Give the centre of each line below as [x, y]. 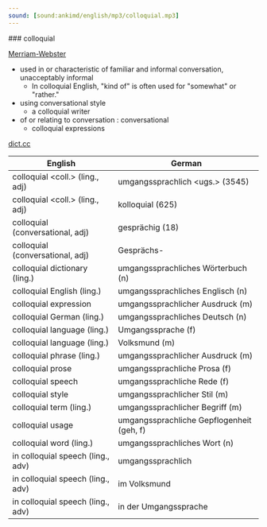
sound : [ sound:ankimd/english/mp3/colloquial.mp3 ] [94, 15]
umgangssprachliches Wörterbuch [183, 268]
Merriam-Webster [37, 53]
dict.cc [19, 143]
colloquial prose [42, 368]
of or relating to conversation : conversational [94, 119]
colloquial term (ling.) [52, 407]
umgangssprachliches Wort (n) [176, 443]
